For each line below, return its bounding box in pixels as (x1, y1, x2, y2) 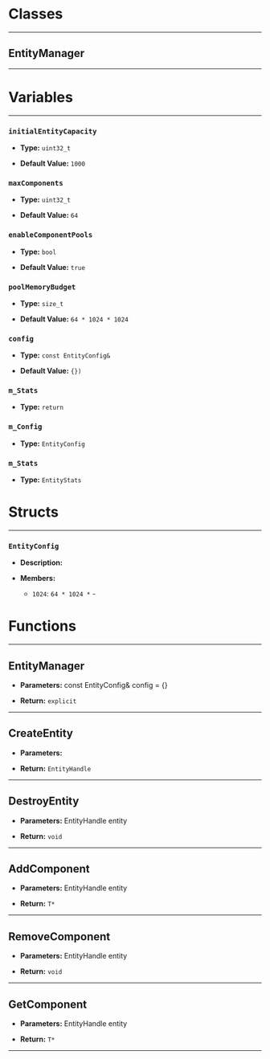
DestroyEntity (8, 795, 80, 808)
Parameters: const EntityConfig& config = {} (19, 681, 168, 690)
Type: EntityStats (19, 475, 82, 485)
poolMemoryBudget (8, 282, 76, 292)
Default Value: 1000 (19, 158, 86, 168)
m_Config (8, 423, 43, 431)
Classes (8, 5, 63, 23)
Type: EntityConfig (19, 439, 86, 448)
